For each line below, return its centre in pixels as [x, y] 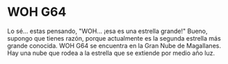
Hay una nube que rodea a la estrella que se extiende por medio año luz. [111, 53]
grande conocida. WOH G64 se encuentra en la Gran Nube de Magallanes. [114, 45]
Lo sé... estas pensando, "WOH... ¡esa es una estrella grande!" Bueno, [107, 31]
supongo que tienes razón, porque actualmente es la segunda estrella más [114, 38]
